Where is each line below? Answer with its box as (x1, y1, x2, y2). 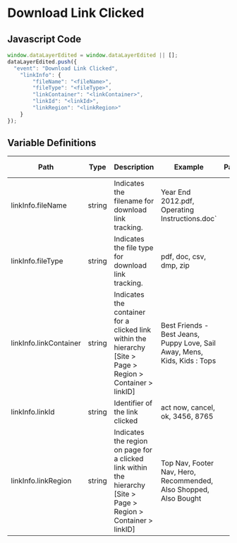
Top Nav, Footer (161, 458, 214, 468)
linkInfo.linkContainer (11, 338, 81, 348)
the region (114, 436, 148, 446)
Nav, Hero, (161, 467, 196, 477)
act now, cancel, (161, 402, 215, 412)
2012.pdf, (161, 196, 195, 206)
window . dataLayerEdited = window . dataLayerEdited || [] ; (7, 52, 178, 59)
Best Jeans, (161, 330, 200, 340)
